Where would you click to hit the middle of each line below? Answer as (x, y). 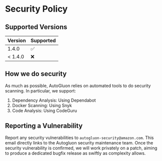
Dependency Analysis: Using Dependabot (54, 100)
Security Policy (36, 9)
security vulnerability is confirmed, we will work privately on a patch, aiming (81, 148)
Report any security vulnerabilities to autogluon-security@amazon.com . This (80, 138)
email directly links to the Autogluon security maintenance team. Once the (79, 143)
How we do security (36, 74)
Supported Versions (36, 27)
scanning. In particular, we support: (41, 90)
